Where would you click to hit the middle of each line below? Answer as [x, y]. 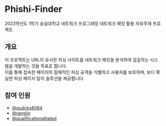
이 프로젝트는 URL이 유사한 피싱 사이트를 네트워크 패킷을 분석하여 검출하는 [77, 60]
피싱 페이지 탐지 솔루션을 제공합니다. [49, 78]
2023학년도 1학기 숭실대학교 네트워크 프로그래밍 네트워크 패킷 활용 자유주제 [78, 23]
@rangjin [21, 113]
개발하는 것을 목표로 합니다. [41, 66]
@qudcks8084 [27, 108]
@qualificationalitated [34, 118]
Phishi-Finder [34, 9]
